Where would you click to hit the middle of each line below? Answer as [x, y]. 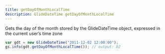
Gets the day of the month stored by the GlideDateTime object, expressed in [83, 28]
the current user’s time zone [34, 33]
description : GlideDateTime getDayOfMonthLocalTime [59, 14]
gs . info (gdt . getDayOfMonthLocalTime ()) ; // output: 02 [63, 47]
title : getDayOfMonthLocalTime [37, 10]
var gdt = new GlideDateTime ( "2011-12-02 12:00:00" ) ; [62, 42]
